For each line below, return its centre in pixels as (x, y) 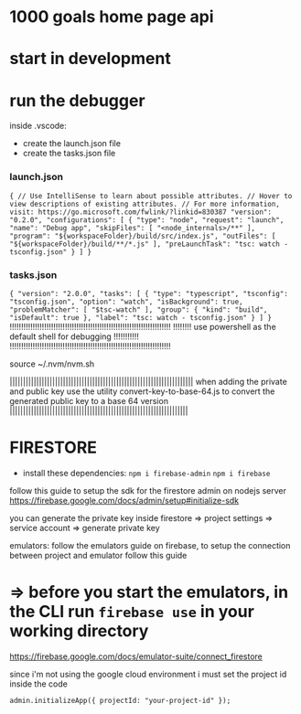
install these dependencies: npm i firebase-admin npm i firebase (146, 473)
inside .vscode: (38, 126)
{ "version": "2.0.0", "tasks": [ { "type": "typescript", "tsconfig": (149, 293)
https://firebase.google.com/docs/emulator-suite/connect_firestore (136, 656)
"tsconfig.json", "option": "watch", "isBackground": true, (127, 302)
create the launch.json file (72, 144)
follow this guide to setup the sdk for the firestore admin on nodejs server (148, 490)
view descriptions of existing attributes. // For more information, (145, 204)
